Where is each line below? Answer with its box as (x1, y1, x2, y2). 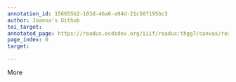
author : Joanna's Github (7, 17, 80, 24)
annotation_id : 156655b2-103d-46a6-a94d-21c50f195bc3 (7, 10, 169, 18)
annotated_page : (7, 29, 55, 37)
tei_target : (7, 23, 42, 30)
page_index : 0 (7, 36, 49, 43)
